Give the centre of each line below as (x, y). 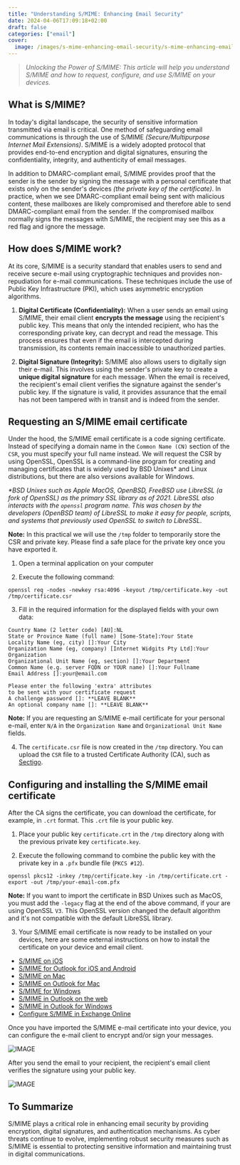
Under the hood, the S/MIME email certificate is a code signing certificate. (117, 439)
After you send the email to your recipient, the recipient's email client (109, 1063)
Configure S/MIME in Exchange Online (74, 1014)
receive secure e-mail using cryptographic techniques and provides (108, 273)
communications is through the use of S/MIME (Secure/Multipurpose (109, 137)
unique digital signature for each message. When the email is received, (124, 376)
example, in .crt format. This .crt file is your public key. (91, 821)
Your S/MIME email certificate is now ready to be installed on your (115, 932)
